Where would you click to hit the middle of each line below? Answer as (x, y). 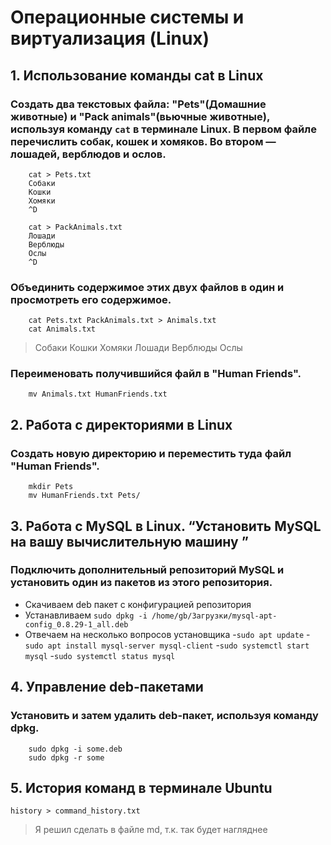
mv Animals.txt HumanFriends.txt (98, 394)
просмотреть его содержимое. (91, 299)
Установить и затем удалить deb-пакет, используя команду (164, 716)
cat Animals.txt (62, 329)
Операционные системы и (127, 17)
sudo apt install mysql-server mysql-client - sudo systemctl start (167, 645)
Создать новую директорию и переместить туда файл (151, 453)
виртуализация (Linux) (110, 38)
